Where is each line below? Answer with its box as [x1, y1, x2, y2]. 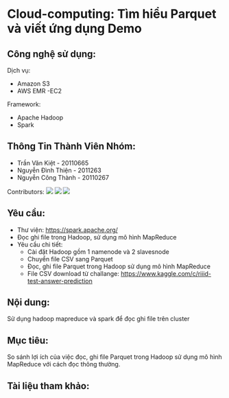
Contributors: [7, 187, 45, 196]
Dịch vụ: [7, 67, 31, 74]
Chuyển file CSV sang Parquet [27, 255, 113, 263]
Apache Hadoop [16, 113, 64, 121]
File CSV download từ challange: [27, 269, 120, 277]
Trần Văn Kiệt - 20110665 [16, 159, 89, 167]
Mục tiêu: [7, 334, 49, 346]
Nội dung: [7, 296, 50, 308]
